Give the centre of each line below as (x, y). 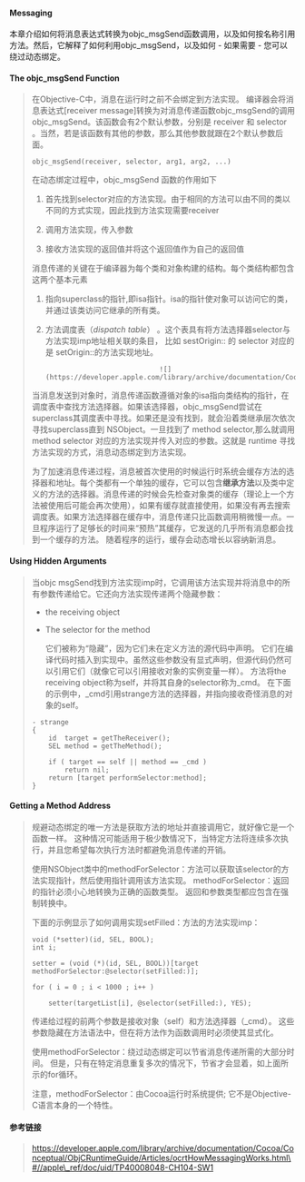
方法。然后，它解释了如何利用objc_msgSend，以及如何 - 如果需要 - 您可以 (149, 45)
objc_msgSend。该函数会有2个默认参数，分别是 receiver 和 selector (159, 122)
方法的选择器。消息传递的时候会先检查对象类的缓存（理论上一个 (167, 494)
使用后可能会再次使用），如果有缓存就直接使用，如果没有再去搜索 (169, 506)
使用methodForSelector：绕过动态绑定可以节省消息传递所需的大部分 (159, 1051)
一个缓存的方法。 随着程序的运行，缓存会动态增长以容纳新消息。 (160, 539)
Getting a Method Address (60, 806)
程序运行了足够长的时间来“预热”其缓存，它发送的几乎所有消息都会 (162, 528)
